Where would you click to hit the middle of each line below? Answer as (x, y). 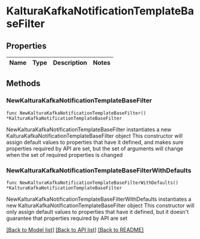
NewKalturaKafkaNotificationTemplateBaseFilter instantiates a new (89, 129)
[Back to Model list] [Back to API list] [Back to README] (75, 229)
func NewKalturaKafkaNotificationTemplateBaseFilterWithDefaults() (92, 183)
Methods (23, 84)
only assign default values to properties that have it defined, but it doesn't (98, 211)
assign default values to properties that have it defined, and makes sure (95, 142)
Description (70, 63)
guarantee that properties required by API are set (67, 218)
